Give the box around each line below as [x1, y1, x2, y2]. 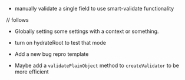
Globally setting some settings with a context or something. [14, 28, 159, 35]
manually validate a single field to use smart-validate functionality [14, 5, 174, 12]
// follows [6, 16, 29, 23]
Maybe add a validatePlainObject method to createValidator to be [14, 62, 180, 69]
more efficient [14, 68, 49, 75]
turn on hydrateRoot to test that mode [14, 39, 106, 46]
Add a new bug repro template [14, 51, 89, 58]
